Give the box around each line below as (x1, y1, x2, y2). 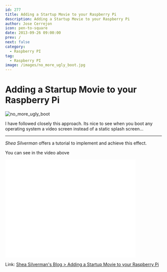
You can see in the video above (5, 150, 70, 156)
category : (5, 44, 26, 49)
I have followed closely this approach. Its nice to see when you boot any (5, 121, 153, 127)
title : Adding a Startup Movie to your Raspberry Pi (5, 12, 117, 17)
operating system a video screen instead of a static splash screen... (5, 126, 144, 132)
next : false (5, 40, 30, 45)
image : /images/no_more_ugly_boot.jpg (5, 63, 85, 68)
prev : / (5, 35, 21, 40)
